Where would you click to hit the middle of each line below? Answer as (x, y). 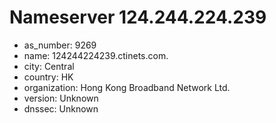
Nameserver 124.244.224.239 (138, 17)
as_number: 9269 (60, 45)
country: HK (48, 77)
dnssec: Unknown (61, 108)
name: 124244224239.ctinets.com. (96, 55)
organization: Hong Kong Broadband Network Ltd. (127, 87)
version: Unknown (61, 98)
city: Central (49, 66)
